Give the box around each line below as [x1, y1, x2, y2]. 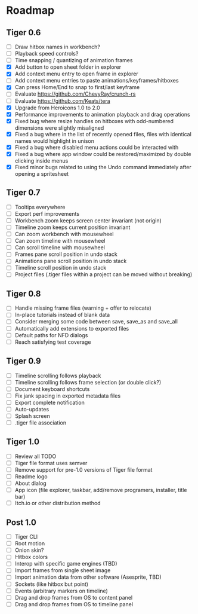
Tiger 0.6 [6, 28, 41, 38]
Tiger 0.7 [6, 188, 41, 198]
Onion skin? [14, 546, 44, 554]
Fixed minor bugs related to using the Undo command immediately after [14, 163, 192, 170]
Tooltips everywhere [14, 203, 66, 210]
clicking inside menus [14, 157, 69, 164]
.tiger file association [14, 419, 67, 426]
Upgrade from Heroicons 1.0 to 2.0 [14, 104, 100, 111]
